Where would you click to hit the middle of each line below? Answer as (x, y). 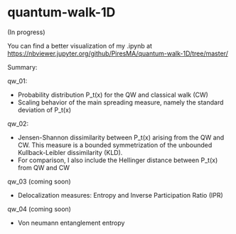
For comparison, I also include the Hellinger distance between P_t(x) (118, 160)
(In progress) (26, 32)
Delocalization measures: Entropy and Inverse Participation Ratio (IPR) (120, 195)
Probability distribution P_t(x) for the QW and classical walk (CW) (113, 95)
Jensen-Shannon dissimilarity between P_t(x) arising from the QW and (121, 137)
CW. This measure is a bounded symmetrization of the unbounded (115, 145)
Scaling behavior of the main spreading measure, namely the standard (120, 102)
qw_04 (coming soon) (39, 209)
